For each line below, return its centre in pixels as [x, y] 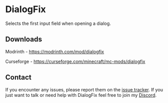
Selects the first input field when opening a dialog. [58, 23]
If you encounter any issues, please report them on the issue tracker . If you [84, 89]
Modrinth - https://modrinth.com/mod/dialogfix [55, 51]
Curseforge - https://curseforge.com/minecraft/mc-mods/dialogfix [75, 61]
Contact [18, 77]
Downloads [24, 39]
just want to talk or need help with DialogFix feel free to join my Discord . [81, 95]
